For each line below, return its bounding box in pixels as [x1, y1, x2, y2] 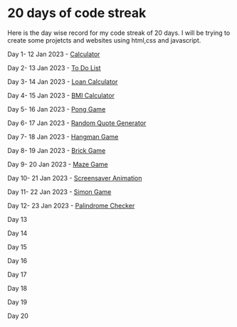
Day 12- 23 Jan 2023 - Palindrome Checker [7, 201, 135, 210]
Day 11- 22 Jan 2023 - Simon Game [7, 187, 112, 196]
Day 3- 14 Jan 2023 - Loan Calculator [7, 77, 118, 86]
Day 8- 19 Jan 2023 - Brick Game [7, 146, 106, 154]
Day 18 [7, 284, 27, 292]
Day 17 [7, 270, 27, 279]
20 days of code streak [7, 5, 147, 21]
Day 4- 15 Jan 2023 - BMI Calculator [7, 91, 115, 100]
